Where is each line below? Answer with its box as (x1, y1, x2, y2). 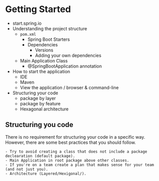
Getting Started (5, 4, 71, 15)
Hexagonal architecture (20, 106, 69, 112)
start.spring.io (12, 20, 42, 26)
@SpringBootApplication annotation (27, 63, 102, 69)
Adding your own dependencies (35, 52, 102, 58)
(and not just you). (5, 166, 49, 172)
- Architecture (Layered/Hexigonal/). (5, 171, 87, 176)
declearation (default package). (5, 153, 75, 158)
